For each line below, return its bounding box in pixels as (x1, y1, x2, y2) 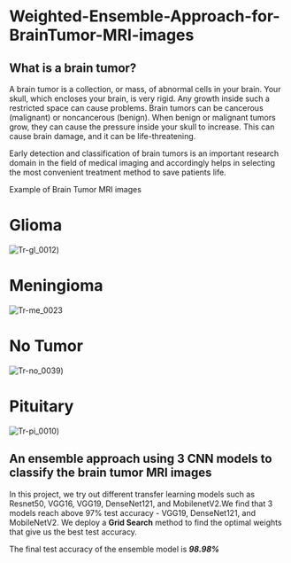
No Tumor (9, 336, 84, 356)
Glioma (9, 215, 63, 236)
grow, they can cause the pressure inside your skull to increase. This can (9, 121, 275, 132)
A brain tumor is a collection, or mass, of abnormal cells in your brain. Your (9, 84, 281, 94)
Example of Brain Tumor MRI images (9, 184, 142, 194)
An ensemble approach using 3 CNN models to (9, 451, 272, 466)
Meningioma (9, 276, 103, 296)
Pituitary (9, 396, 74, 416)
